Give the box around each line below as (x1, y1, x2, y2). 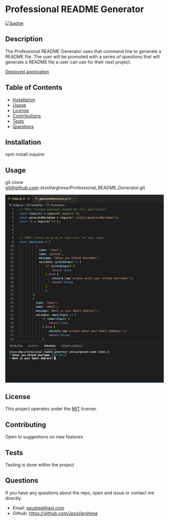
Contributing (5, 420, 46, 429)
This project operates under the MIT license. (5, 406, 97, 412)
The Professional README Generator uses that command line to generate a (5, 48, 161, 54)
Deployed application (5, 69, 49, 75)
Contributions (12, 112, 41, 119)
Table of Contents (5, 83, 63, 92)
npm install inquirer (5, 151, 45, 157)
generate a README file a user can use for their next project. (5, 59, 132, 65)
